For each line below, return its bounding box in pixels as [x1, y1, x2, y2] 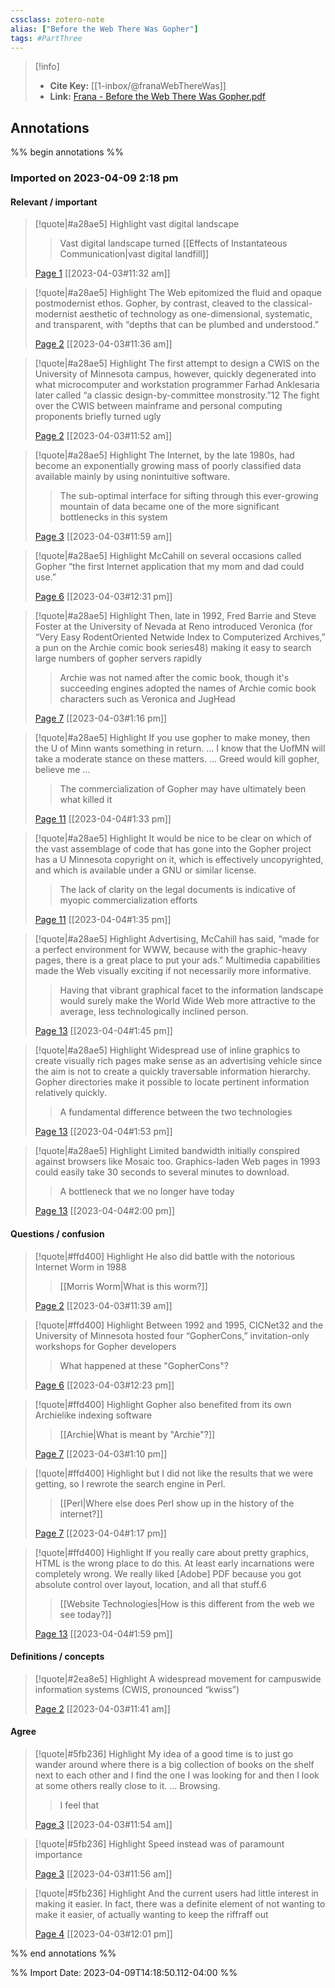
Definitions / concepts [10, 1651, 105, 1663]
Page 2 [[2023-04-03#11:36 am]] [34, 338, 173, 350]
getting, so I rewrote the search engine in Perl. [34, 1477, 226, 1490]
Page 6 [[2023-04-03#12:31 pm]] [34, 591, 173, 603]
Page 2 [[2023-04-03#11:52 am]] [34, 430, 173, 442]
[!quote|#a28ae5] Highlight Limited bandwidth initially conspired [34, 1145, 300, 1157]
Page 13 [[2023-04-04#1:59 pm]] [34, 1627, 173, 1640]
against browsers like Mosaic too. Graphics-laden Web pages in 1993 [34, 1156, 321, 1168]
